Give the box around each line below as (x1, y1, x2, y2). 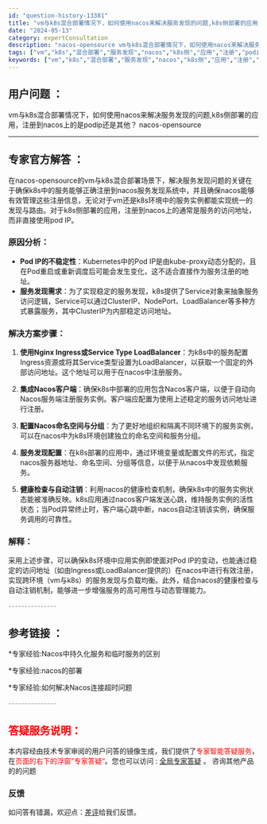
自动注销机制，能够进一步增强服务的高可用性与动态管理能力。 (8, 586, 211, 595)
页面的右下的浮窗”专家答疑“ (15, 756, 106, 766)
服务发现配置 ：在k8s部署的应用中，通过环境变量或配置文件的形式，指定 (19, 448, 255, 458)
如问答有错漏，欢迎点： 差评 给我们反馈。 (8, 807, 141, 817)
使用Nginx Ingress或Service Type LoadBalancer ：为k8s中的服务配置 (19, 347, 249, 358)
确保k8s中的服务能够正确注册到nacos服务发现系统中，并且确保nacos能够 (14, 185, 255, 195)
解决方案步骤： (8, 327, 66, 338)
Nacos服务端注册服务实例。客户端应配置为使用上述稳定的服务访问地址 (19, 394, 250, 404)
